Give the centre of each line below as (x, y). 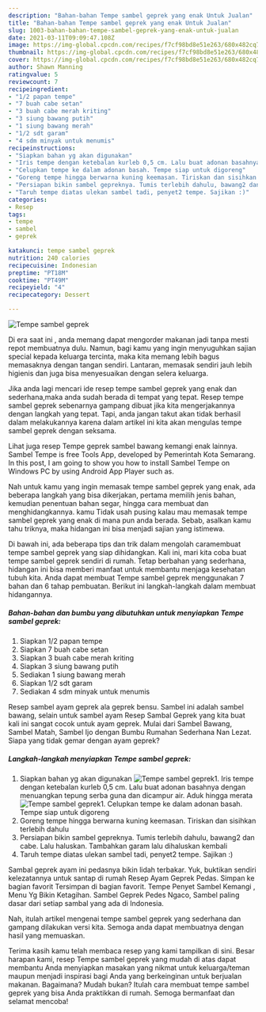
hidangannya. (30, 594)
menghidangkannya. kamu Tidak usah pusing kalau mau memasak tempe (128, 512)
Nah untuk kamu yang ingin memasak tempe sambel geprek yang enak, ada (132, 487)
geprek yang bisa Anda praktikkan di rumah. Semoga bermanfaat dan (122, 993)
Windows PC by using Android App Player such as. (91, 471)
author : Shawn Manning (46, 67)
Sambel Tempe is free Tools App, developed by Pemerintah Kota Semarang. (132, 455)
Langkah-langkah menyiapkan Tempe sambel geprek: (100, 759)
